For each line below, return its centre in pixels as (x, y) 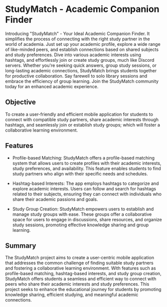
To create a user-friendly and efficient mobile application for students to (79, 114)
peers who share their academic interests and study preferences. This (77, 284)
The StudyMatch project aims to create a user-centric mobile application (80, 258)
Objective (21, 102)
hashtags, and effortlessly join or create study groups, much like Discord (80, 60)
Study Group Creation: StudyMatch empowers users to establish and (83, 209)
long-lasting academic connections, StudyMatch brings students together (81, 70)
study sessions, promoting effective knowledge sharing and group (81, 225)
